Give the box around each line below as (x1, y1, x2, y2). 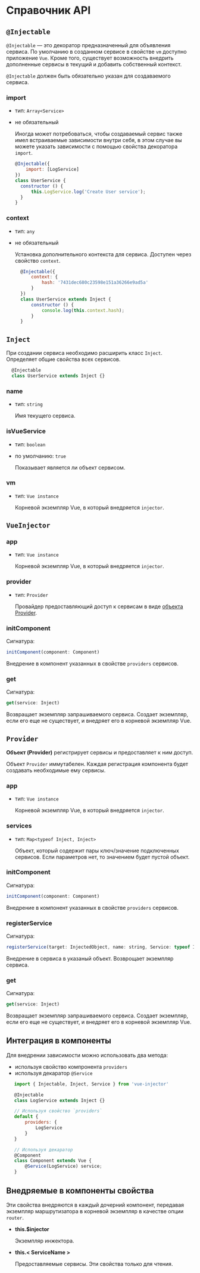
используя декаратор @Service (14, 1069, 93, 1076)
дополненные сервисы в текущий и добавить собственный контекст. (6, 61, 182, 68)
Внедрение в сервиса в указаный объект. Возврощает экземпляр (6, 955, 174, 962)
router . (6, 1214, 24, 1221)
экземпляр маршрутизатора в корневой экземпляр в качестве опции (6, 1207, 184, 1214)
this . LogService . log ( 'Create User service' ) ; (30, 189, 146, 195)
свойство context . (14, 257, 61, 264)
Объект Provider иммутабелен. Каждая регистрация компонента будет (6, 760, 189, 768)
